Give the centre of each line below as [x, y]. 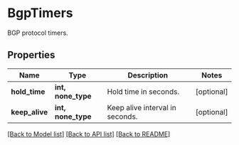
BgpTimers [40, 13]
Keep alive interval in [142, 107]
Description [148, 75]
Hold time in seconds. [143, 92]
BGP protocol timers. [38, 33]
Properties [31, 55]
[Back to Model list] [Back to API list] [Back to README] [89, 134]
